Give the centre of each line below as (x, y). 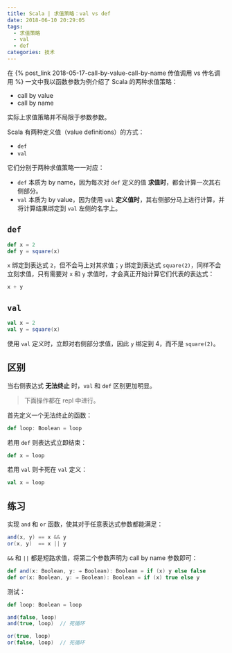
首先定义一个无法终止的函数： (50, 415)
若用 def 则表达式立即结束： (47, 442)
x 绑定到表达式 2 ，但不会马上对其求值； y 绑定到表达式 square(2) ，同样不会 (114, 265)
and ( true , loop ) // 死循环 (46, 624)
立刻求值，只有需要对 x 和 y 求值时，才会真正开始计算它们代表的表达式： (111, 274)
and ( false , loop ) (32, 617)
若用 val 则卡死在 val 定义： (47, 470)
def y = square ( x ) (34, 251)
